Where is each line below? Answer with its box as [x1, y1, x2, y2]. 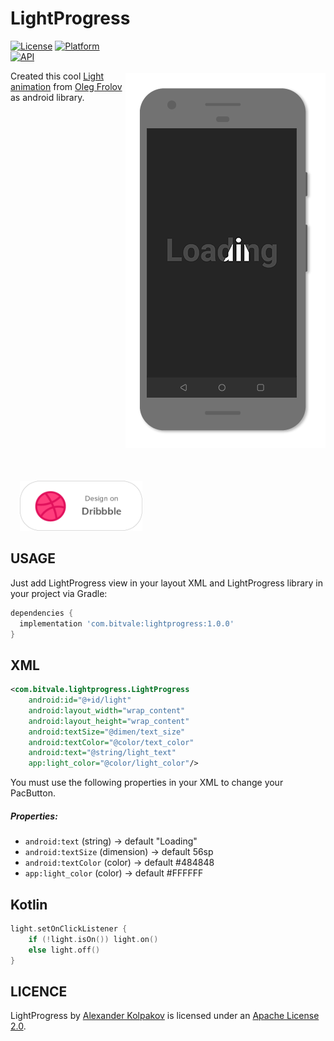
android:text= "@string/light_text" [28, 748, 177, 758]
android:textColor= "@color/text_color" [28, 737, 195, 747]
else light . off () [28, 945, 101, 955]
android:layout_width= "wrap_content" [28, 705, 186, 716]
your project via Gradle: [10, 587, 108, 599]
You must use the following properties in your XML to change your [10, 777, 284, 789]
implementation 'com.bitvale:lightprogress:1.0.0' [19, 618, 235, 629]
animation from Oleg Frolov [10, 80, 123, 92]
